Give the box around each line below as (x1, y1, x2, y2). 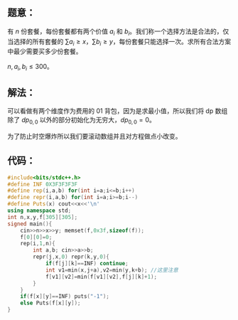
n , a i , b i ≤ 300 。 (7, 63, 53, 73)
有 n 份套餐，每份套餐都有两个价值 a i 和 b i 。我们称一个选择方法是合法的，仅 (7, 27, 229, 37)
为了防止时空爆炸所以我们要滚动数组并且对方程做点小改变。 (7, 132, 182, 140)
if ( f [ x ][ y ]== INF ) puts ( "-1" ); (20, 293, 110, 300)
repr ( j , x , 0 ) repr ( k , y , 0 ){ (33, 253, 110, 261)
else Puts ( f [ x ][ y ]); (20, 299, 81, 307)
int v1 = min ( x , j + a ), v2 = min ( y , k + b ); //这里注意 (45, 266, 179, 274)
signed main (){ (7, 220, 53, 228)
